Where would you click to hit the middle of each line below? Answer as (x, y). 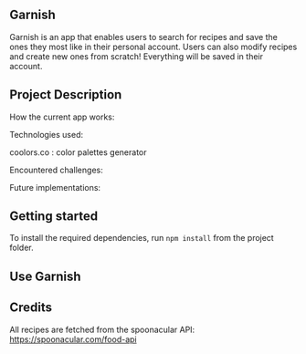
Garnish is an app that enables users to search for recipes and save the (144, 36)
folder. (21, 248)
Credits (31, 308)
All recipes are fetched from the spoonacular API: (102, 329)
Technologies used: (47, 134)
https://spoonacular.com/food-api (73, 339)
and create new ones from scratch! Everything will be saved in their (136, 56)
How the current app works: (62, 117)
